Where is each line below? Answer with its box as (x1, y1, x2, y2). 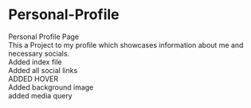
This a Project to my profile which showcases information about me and (8, 40, 244, 49)
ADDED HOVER (8, 74, 59, 83)
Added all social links (8, 65, 78, 75)
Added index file (8, 57, 62, 67)
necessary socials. (8, 48, 70, 58)
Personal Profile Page (8, 32, 80, 41)
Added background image (8, 82, 94, 92)
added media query (8, 91, 73, 100)
